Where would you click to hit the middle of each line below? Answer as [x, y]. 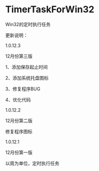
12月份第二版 [19, 120]
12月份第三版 [19, 56]
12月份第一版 [19, 152]
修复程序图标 [19, 131]
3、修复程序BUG [23, 89]
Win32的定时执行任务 [28, 24]
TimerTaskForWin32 [50, 9]
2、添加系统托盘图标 [27, 78]
